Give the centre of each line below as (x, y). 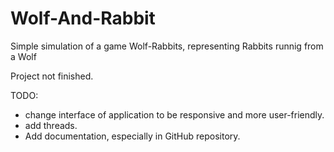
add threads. (51, 125)
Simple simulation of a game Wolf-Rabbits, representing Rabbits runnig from (167, 46)
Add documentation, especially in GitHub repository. (132, 136)
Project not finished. (52, 76)
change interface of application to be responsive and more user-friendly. (174, 114)
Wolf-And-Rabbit (83, 18)
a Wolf (23, 56)
